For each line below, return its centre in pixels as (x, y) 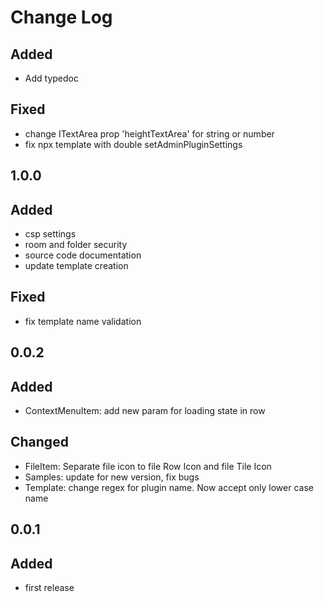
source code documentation (83, 255)
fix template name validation (83, 321)
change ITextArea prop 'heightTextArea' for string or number (149, 133)
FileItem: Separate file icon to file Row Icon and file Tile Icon (148, 466)
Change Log (61, 17)
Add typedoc (51, 78)
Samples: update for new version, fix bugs (112, 477)
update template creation (76, 266)
